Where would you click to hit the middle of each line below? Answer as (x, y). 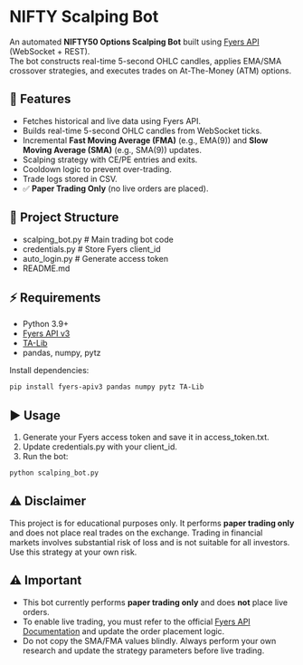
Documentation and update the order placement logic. (123, 631)
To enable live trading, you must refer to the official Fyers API (136, 622)
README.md (46, 268)
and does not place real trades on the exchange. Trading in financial (136, 533)
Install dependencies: (49, 371)
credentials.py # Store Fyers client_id (91, 249)
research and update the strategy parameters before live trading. (143, 651)
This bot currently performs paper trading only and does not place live (155, 602)
